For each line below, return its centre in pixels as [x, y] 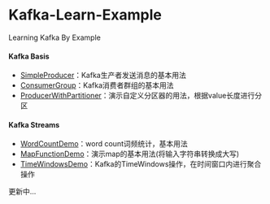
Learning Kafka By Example [55, 37]
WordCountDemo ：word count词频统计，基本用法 [104, 144]
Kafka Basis [29, 56]
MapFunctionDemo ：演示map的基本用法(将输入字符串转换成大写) [130, 154]
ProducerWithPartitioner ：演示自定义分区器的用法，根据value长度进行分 [141, 96]
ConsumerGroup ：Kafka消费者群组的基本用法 [97, 85]
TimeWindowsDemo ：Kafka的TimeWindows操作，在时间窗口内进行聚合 [141, 164]
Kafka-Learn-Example [85, 15]
